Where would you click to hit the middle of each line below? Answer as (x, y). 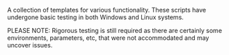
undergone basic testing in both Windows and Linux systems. (96, 17)
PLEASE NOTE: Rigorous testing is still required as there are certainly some (115, 31)
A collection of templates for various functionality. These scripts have (107, 10)
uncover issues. (30, 45)
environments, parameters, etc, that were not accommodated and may (108, 38)
